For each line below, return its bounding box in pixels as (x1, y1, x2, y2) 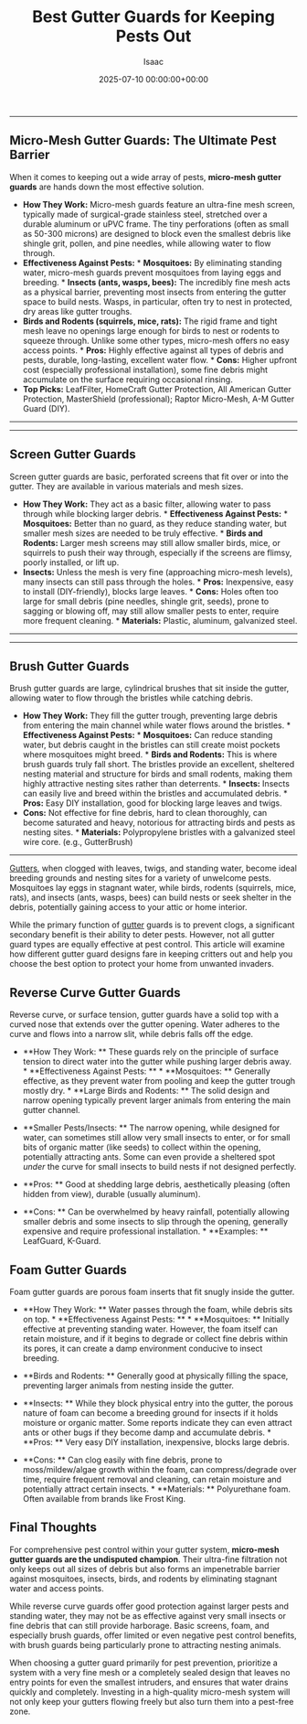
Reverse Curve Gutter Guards (9, 985, 181, 1001)
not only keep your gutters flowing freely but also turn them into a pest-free (9, 1696, 294, 1707)
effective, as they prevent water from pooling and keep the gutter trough (22, 1076, 296, 1087)
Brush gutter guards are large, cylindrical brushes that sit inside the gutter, (9, 683, 290, 694)
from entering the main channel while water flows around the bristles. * (22, 720, 291, 731)
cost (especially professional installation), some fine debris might (22, 364, 268, 375)
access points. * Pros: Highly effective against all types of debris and (22, 345, 284, 356)
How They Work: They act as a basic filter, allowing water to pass (22, 498, 271, 509)
